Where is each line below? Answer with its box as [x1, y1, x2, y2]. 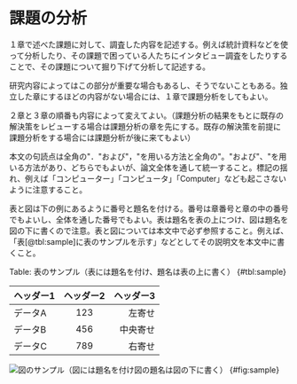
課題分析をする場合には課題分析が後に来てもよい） [9, 132, 196, 143]
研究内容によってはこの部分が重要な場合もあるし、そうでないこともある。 [9, 80, 281, 90]
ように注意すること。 [9, 184, 87, 195]
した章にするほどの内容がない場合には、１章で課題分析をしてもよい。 [16, 90, 273, 102]
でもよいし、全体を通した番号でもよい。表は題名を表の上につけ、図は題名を [9, 214, 289, 224]
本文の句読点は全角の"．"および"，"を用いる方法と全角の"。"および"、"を [9, 151, 279, 161]
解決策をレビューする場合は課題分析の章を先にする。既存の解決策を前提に [9, 121, 282, 131]
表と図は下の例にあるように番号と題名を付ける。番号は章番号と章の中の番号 [9, 203, 289, 214]
